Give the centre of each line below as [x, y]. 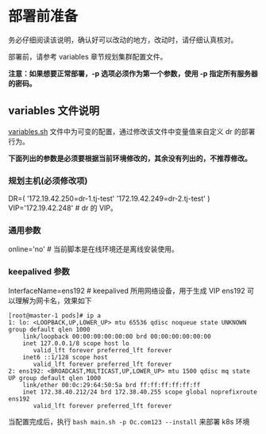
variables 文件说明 [54, 111]
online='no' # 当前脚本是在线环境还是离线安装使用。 [93, 249]
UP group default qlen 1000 [55, 378]
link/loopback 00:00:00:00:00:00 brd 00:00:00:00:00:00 [117, 336]
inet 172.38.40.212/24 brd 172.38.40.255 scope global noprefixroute [140, 392]
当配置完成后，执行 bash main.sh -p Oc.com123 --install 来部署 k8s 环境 [129, 421]
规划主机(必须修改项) [48, 181]
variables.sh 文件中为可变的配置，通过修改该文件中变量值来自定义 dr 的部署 [132, 131]
